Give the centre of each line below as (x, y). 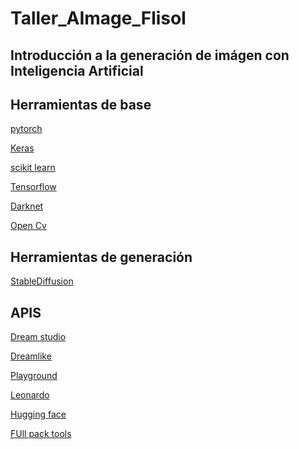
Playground (34, 376)
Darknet (27, 206)
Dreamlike (31, 356)
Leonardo (30, 395)
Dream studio (38, 337)
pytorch (26, 129)
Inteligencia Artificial (77, 70)
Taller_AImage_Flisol (98, 18)
